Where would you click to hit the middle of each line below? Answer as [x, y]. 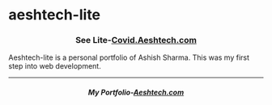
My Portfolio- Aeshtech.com [136, 92]
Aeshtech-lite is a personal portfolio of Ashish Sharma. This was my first [129, 57]
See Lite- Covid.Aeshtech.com [136, 40]
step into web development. [55, 66]
